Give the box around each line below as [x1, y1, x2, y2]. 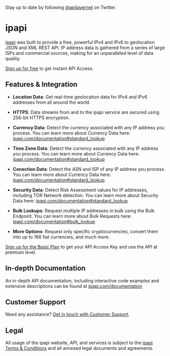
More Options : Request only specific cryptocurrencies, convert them [12, 228, 158, 234]
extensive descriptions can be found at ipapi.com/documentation [5, 283, 142, 289]
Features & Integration [5, 80, 78, 89]
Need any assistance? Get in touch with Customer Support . [5, 311, 130, 318]
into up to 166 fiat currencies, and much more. [12, 234, 110, 240]
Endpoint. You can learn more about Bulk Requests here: [12, 213, 132, 219]
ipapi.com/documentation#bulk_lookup [12, 218, 95, 225]
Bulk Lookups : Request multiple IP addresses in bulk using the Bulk [12, 207, 155, 214]
